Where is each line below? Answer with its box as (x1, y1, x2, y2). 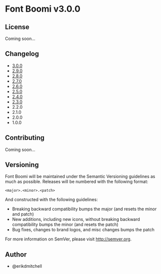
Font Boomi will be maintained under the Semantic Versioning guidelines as (5, 174, 155, 180)
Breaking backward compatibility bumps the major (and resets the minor (12, 206, 157, 212)
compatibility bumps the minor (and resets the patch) (12, 221, 119, 227)
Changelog (5, 50, 39, 58)
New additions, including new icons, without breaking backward (12, 217, 140, 222)
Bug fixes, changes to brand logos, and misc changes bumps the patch (12, 227, 155, 233)
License (5, 23, 30, 31)
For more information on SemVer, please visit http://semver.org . (5, 236, 132, 242)
